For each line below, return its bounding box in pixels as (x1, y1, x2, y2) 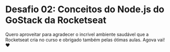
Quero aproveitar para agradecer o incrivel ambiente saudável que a (5, 31, 149, 37)
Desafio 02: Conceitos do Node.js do (5, 4, 164, 15)
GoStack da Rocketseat (5, 14, 107, 26)
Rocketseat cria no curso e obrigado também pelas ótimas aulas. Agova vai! (5, 37, 165, 43)
